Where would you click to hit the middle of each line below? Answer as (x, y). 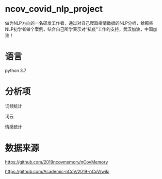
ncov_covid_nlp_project (54, 9)
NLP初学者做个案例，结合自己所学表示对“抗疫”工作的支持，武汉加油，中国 (79, 29)
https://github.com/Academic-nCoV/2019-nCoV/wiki (57, 171)
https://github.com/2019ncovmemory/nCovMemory (57, 162)
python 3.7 (16, 70)
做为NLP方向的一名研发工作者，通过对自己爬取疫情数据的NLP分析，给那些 (79, 23)
